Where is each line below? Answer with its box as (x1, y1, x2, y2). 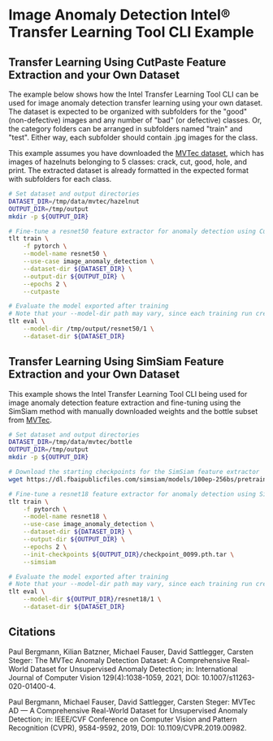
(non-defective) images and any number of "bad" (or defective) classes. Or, (8, 115, 262, 125)
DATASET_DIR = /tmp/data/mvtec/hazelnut (8, 197, 140, 205)
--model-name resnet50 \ (23, 250, 107, 258)
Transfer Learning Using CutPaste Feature (8, 55, 227, 69)
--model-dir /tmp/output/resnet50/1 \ (23, 325, 154, 333)
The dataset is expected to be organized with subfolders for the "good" (8, 107, 248, 116)
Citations (8, 625, 56, 639)
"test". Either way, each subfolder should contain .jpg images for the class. (8, 132, 258, 142)
